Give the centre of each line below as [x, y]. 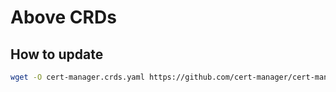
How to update [57, 54]
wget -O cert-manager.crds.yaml [77, 77]
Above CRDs [63, 17]
